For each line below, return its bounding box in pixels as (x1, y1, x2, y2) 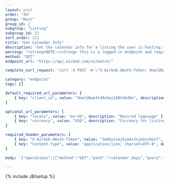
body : (5, 155, 17, 160)
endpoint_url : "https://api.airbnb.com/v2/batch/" (5, 59, 114, 64)
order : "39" (5, 12, 30, 17)
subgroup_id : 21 (5, 31, 39, 36)
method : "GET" (5, 54, 35, 59)
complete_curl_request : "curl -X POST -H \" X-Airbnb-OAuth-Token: (5, 68, 147, 73)
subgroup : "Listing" (5, 26, 49, 31)
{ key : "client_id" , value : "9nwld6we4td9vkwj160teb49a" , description (14, 95, 165, 101)
